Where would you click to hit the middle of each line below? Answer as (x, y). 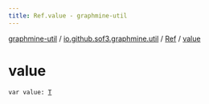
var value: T (30, 92)
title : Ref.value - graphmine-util (68, 16)
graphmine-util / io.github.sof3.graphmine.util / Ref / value (104, 38)
